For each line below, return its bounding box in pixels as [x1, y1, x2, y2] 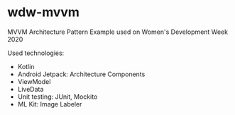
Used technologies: [7, 49, 65, 57]
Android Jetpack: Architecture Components [17, 70, 146, 78]
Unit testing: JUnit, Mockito [17, 92, 98, 101]
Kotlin [17, 62, 35, 71]
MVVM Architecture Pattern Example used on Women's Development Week [7, 28, 229, 36]
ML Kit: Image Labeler [17, 99, 82, 108]
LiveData [17, 85, 44, 93]
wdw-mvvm [7, 4, 80, 20]
